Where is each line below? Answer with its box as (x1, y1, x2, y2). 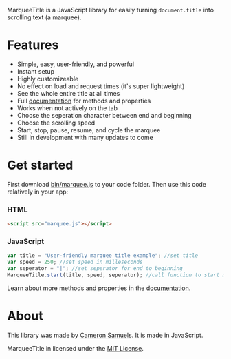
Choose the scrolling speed (16, 119, 96, 127)
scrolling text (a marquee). (7, 13, 82, 21)
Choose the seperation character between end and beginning (16, 111, 192, 119)
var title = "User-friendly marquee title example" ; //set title (7, 252, 198, 259)
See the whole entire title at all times (16, 89, 120, 97)
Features (7, 37, 59, 53)
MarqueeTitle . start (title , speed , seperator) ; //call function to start (7, 271, 220, 278)
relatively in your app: (7, 187, 69, 196)
